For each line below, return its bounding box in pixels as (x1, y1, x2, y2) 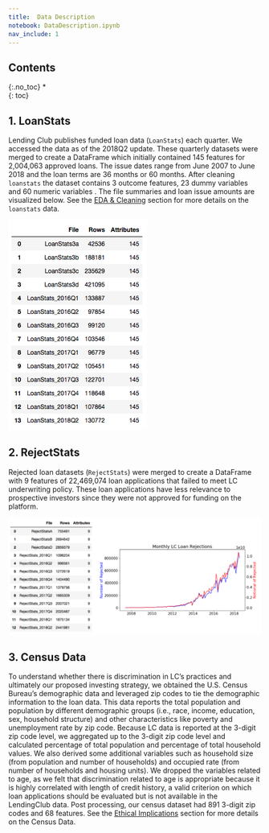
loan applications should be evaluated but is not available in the (8, 791, 218, 801)
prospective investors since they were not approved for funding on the (8, 493, 243, 502)
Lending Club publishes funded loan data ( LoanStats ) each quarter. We (8, 135, 243, 145)
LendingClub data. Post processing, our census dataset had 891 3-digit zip (8, 800, 256, 810)
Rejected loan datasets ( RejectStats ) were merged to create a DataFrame (8, 467, 252, 476)
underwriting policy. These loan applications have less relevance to (8, 484, 231, 494)
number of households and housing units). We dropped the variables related (8, 765, 261, 776)
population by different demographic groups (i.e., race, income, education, (8, 706, 255, 715)
